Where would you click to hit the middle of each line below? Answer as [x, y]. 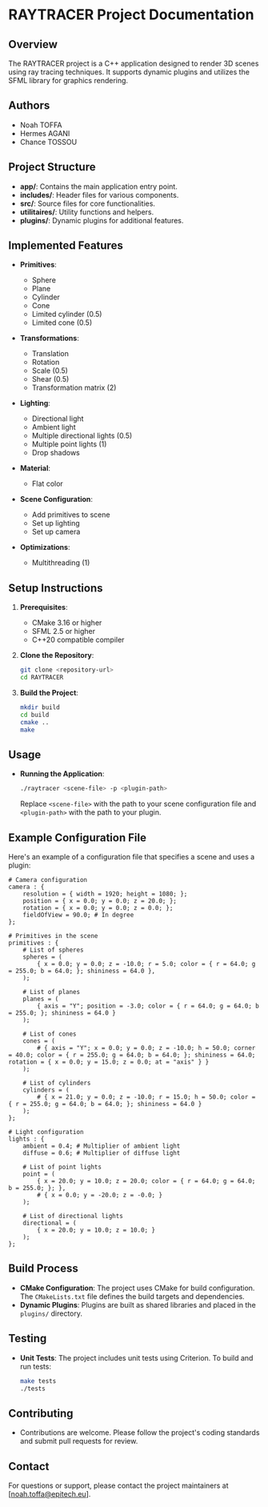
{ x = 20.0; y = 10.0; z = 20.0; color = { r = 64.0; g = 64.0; [146, 1181]
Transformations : [50, 339]
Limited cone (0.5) [62, 323]
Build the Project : [49, 693]
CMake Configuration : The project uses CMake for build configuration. [137, 1288]
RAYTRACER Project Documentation [131, 15]
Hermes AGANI [45, 133]
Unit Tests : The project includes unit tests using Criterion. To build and [136, 1357]
